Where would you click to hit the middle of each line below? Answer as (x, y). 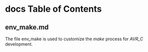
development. (19, 44)
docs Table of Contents (53, 9)
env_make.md (27, 27)
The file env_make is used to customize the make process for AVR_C (74, 39)
